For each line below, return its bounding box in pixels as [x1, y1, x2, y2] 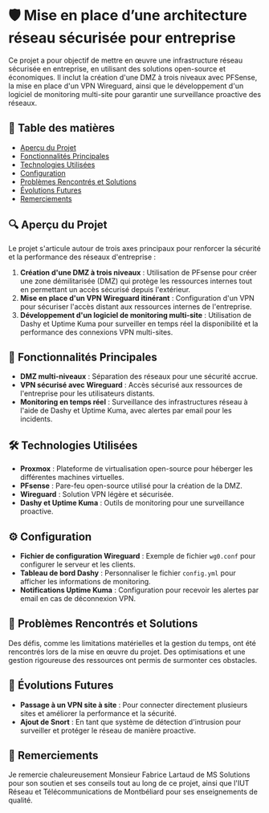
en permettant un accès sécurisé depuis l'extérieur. [19, 284, 191, 294]
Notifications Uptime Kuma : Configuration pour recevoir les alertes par [19, 585, 259, 595]
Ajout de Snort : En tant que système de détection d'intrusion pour [19, 717, 242, 726]
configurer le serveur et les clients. [19, 559, 136, 569]
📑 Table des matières [8, 121, 115, 135]
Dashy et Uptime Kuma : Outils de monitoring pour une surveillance [19, 498, 245, 508]
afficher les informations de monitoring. [19, 577, 151, 586]
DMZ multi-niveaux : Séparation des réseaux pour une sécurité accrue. [19, 372, 259, 381]
